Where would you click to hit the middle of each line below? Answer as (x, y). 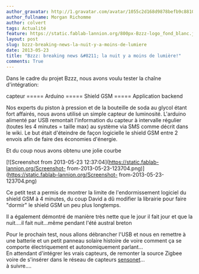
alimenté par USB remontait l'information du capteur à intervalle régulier (94, 120)
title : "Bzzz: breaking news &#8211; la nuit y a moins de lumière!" (94, 56)
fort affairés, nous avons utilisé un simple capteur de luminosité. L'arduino (96, 114)
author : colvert (26, 23)
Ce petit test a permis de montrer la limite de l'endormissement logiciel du (96, 192)
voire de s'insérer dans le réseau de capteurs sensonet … (76, 259)
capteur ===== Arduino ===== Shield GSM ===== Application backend (94, 96)
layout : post (22, 39)
